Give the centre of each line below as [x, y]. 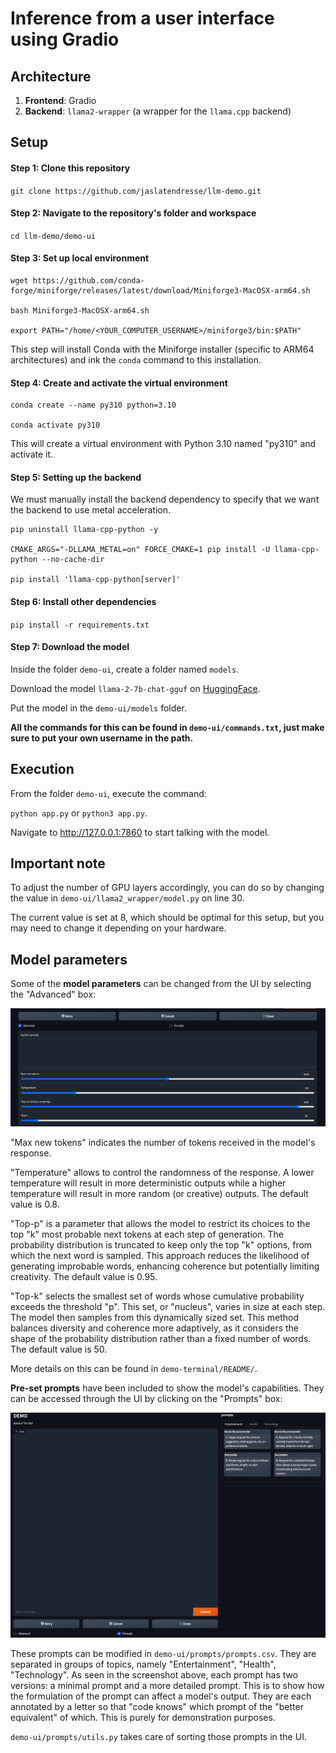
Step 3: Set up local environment [80, 258]
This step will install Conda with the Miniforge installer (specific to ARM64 [162, 349]
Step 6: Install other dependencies [83, 601]
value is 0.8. [35, 1204]
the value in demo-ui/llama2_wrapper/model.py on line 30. [127, 898]
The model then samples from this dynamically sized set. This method [155, 1317]
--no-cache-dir [73, 560]
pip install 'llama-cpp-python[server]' [96, 580]
